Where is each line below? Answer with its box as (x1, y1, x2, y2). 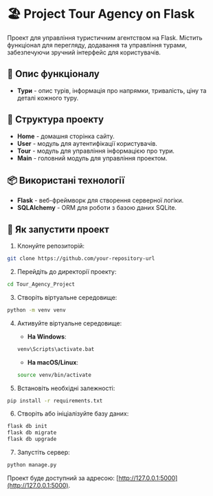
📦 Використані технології (7, 174, 125, 186)
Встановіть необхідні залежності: (16, 384, 115, 392)
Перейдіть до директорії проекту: (16, 268, 117, 276)
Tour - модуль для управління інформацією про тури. (16, 147, 175, 155)
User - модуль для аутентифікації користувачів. (16, 139, 158, 147)
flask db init (7, 423, 48, 430)
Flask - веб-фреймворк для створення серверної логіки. (16, 196, 184, 204)
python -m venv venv (7, 306, 67, 314)
